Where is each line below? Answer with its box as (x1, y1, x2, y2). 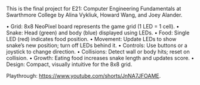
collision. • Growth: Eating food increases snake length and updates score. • (6, 55, 195, 61)
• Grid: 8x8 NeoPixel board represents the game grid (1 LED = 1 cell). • (6, 23, 180, 30)
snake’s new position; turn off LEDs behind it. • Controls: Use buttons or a (6, 42, 188, 49)
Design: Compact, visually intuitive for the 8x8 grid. (6, 61, 133, 68)
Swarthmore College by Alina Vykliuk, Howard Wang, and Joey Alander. (6, 11, 183, 18)
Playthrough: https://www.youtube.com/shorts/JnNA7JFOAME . (6, 73, 161, 79)
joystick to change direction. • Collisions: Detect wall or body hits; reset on (6, 48, 190, 55)
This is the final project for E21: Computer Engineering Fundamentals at (6, 5, 181, 12)
